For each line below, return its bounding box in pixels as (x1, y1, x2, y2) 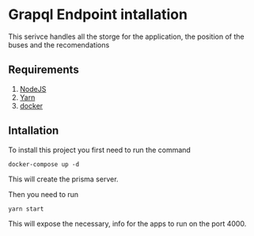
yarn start (8, 204, 44, 213)
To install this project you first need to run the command (8, 145, 191, 154)
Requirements (8, 63, 79, 77)
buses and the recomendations (8, 40, 110, 49)
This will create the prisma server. (8, 174, 119, 184)
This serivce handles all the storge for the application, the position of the (8, 32, 245, 41)
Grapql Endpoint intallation (8, 6, 188, 24)
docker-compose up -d (8, 160, 80, 168)
